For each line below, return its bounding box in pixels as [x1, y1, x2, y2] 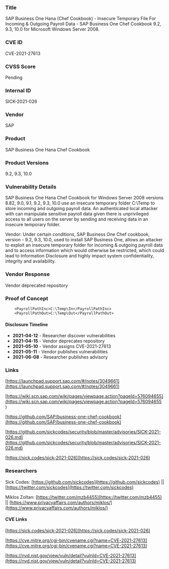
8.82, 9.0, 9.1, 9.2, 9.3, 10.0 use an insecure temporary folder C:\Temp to [5, 200, 155, 206]
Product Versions [5, 159, 49, 166]
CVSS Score [5, 63, 36, 70]
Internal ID [5, 87, 31, 94]
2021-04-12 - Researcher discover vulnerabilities [12, 333, 116, 339]
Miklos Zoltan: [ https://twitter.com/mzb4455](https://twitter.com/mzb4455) [5, 494, 162, 500]
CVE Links [5, 516, 28, 523]
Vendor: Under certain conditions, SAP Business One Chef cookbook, [5, 231, 150, 237]
